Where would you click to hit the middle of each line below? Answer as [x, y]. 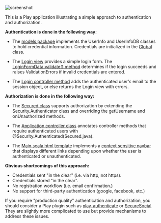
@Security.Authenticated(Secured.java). [53, 136]
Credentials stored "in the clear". [45, 180]
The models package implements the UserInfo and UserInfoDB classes [84, 41]
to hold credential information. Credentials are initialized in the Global [82, 47]
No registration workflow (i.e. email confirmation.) [62, 186]
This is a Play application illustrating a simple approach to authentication [78, 17]
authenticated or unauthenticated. [47, 156]
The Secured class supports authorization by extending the [72, 106]
